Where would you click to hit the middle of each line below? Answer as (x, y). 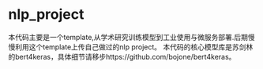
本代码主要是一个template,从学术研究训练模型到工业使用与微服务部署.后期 (128, 37)
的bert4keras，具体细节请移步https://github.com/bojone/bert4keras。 (122, 56)
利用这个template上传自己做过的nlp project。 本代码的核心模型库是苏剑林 (134, 47)
